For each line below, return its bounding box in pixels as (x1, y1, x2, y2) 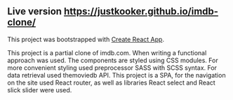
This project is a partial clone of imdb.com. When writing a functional (7, 48, 207, 57)
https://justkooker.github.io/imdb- (63, 6, 219, 17)
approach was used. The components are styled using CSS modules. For (7, 56, 219, 64)
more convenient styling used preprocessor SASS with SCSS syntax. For (7, 63, 218, 72)
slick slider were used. (7, 85, 72, 94)
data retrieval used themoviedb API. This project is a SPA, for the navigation (7, 71, 226, 79)
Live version (7, 6, 62, 17)
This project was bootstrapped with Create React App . (7, 35, 165, 43)
